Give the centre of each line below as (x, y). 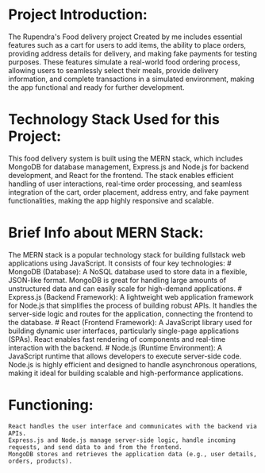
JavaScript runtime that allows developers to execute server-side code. (125, 356)
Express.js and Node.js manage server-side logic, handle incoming (122, 440)
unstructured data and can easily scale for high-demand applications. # (125, 289)
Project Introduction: (78, 15)
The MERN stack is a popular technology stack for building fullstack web (127, 254)
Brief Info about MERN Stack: (106, 233)
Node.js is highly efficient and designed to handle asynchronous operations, (133, 364)
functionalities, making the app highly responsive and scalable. (111, 200)
